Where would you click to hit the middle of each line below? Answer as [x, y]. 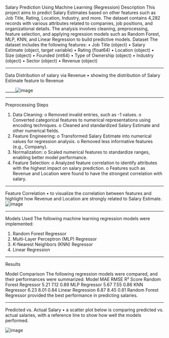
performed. [17, 320]
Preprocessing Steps [27, 105]
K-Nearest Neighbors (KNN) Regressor [53, 244]
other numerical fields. [36, 131]
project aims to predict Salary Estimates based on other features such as [80, 13]
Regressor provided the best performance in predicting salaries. [72, 295]
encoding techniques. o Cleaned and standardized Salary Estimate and [86, 125]
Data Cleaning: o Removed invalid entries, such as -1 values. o [77, 115]
